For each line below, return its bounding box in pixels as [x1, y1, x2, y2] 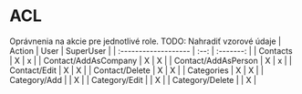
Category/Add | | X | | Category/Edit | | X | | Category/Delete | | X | [9, 74, 257, 85]
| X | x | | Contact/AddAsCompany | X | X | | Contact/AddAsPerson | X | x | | [9, 55, 292, 66]
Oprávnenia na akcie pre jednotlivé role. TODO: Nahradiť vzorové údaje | [9, 36, 281, 47]
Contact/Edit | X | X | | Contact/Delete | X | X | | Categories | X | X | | [9, 65, 265, 76]
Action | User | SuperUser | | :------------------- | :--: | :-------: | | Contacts [9, 45, 294, 56]
